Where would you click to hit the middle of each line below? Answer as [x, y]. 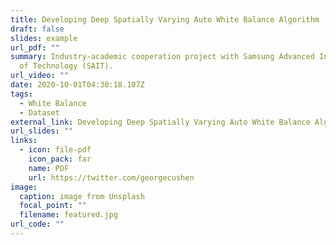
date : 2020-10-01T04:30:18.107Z [77, 85]
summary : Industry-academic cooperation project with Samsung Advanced [162, 57]
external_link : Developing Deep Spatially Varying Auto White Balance [160, 122]
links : [24, 141]
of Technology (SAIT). [66, 66]
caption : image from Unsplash [82, 196]
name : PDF [49, 168]
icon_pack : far [60, 159]
